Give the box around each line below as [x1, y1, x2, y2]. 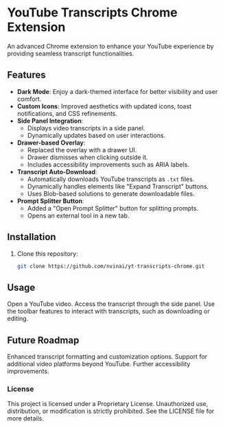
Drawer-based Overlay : [16, 139, 86, 147]
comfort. [16, 95, 42, 103]
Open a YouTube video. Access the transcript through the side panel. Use [7, 300, 215, 308]
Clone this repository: [16, 249, 78, 258]
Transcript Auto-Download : [16, 167, 97, 176]
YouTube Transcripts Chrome [7, 5, 178, 21]
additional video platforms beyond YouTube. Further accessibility [7, 360, 191, 368]
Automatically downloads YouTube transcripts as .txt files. [27, 175, 195, 183]
